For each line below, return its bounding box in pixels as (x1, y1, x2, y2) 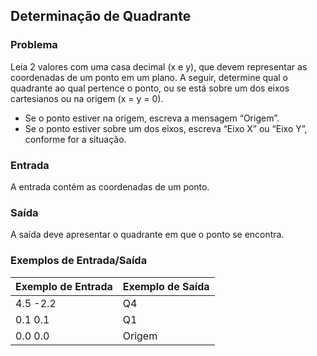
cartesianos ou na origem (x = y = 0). (10, 92, 164, 104)
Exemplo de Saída (122, 279, 210, 293)
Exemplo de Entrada (15, 279, 113, 293)
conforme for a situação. (24, 133, 127, 145)
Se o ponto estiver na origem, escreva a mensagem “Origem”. (24, 112, 280, 124)
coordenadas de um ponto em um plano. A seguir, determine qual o (10, 71, 288, 83)
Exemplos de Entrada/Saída (10, 254, 148, 268)
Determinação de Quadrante (10, 8, 192, 25)
